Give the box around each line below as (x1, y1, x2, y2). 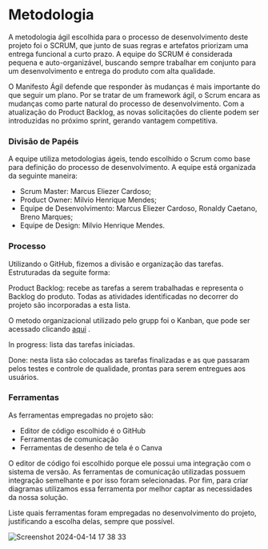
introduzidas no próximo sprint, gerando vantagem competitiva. (8, 115, 218, 125)
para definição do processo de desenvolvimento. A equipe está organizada (8, 163, 256, 172)
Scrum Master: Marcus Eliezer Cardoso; (19, 187, 152, 196)
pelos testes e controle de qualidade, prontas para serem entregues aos (8, 363, 246, 373)
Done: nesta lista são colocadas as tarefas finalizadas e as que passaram (8, 355, 250, 365)
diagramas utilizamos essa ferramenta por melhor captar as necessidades (8, 483, 253, 494)
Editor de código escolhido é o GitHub (19, 426, 146, 435)
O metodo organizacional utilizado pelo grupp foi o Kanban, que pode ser (8, 315, 250, 325)
